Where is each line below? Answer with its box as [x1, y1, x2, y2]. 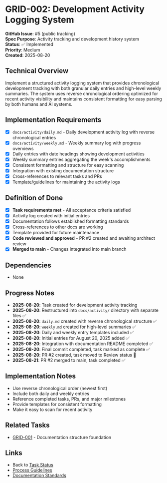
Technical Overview [5, 66, 69, 75]
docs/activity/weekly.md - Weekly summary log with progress [12, 140, 141, 146]
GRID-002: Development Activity [5, 3, 145, 15]
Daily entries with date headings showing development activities [12, 151, 145, 157]
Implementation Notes [5, 372, 76, 381]
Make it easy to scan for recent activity [12, 406, 93, 413]
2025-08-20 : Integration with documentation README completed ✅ [12, 341, 154, 347]
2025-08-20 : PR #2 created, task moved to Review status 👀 [12, 352, 137, 358]
